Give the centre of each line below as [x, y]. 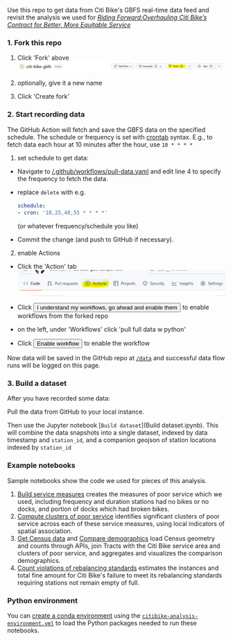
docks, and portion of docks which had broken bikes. [93, 509]
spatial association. [45, 531]
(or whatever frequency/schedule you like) [78, 226]
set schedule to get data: [53, 158]
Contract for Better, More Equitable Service [69, 25]
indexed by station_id [39, 448]
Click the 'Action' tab [47, 267]
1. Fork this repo [35, 42]
